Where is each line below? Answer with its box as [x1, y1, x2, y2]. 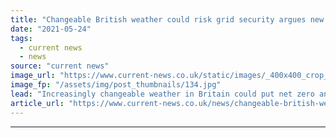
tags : [10, 33, 33, 43]
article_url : [10, 98, 65, 108]
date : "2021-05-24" [10, 24, 92, 34]
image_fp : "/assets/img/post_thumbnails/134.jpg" [10, 80, 222, 90]
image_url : [10, 71, 56, 81]
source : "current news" [10, 61, 110, 71]
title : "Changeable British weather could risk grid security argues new [10, 14, 325, 25]
